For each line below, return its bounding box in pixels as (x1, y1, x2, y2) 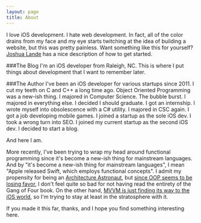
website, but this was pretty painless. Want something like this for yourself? (6, 43, 194, 51)
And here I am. (6, 136, 43, 143)
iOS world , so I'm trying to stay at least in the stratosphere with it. (6, 193, 169, 200)
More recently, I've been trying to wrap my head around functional (6, 148, 171, 155)
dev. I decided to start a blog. (6, 125, 79, 132)
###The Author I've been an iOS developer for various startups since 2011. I (6, 80, 194, 87)
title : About (6, 14, 39, 20)
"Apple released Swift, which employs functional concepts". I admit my (6, 167, 182, 175)
